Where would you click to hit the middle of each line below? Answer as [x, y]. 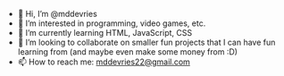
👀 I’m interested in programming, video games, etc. [112, 23]
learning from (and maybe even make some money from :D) [128, 52]
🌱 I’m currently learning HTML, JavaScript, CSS [105, 33]
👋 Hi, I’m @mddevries [58, 14]
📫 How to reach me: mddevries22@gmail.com [104, 62]
